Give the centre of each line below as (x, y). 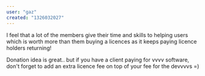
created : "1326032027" (35, 18)
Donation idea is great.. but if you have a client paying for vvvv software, (98, 60)
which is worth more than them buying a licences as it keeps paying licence (102, 41)
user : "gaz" (21, 12)
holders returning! (29, 48)
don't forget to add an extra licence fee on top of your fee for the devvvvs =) (103, 66)
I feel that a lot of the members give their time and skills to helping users (97, 35)
